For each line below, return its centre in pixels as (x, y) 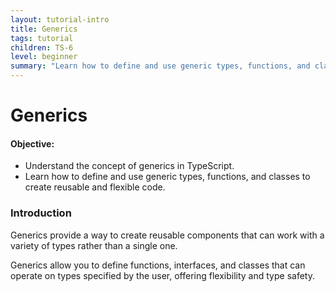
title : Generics (44, 29)
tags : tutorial (42, 38)
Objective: (32, 143)
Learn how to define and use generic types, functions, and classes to (167, 177)
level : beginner (44, 57)
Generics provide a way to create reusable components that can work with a (167, 235)
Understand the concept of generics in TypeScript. (129, 166)
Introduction (41, 213)
